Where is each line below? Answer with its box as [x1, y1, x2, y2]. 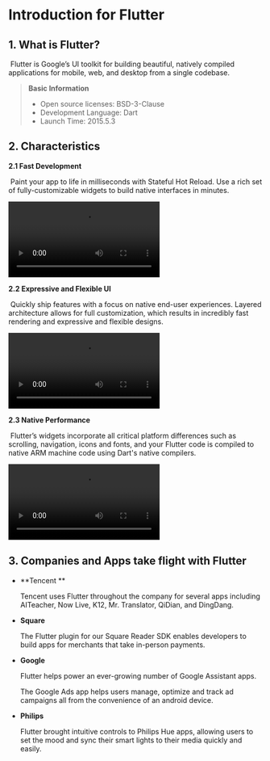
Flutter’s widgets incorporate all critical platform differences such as [10, 431, 236, 440]
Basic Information [27, 83, 89, 93]
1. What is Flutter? [8, 38, 101, 52]
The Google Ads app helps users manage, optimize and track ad [19, 687, 234, 696]
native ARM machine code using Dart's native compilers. [8, 448, 197, 457]
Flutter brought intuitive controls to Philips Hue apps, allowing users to [19, 726, 254, 736]
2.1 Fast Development [8, 161, 82, 170]
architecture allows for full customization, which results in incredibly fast [8, 308, 249, 317]
